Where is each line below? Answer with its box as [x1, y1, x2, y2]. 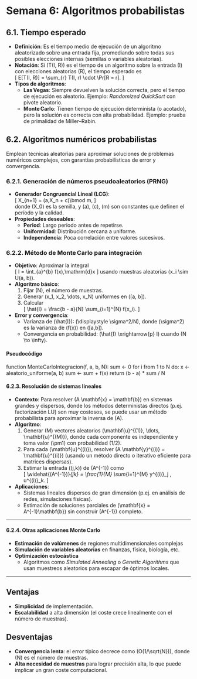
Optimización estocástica [14, 552, 79, 559]
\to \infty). [23, 337, 48, 344]
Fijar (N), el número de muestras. [23, 287, 104, 294]
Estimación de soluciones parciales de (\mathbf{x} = [23, 501, 151, 509]
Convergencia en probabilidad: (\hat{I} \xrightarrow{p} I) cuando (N [23, 330, 186, 337]
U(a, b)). [14, 274, 35, 282]
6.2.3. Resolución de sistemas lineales [6, 383, 102, 390]
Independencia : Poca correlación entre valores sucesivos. [23, 234, 165, 241]
